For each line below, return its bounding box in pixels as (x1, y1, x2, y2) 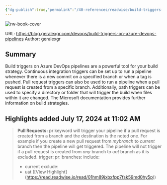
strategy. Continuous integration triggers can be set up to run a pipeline (5, 68, 152, 74)
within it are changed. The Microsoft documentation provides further (5, 95, 146, 101)
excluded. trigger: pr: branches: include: (17, 154, 100, 160)
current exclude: (24, 164, 59, 170)
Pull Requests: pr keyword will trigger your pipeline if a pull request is (17, 127, 161, 134)
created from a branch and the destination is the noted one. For (17, 133, 148, 139)
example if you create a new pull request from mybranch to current (17, 138, 155, 144)
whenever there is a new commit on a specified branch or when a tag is (5, 74, 152, 80)
